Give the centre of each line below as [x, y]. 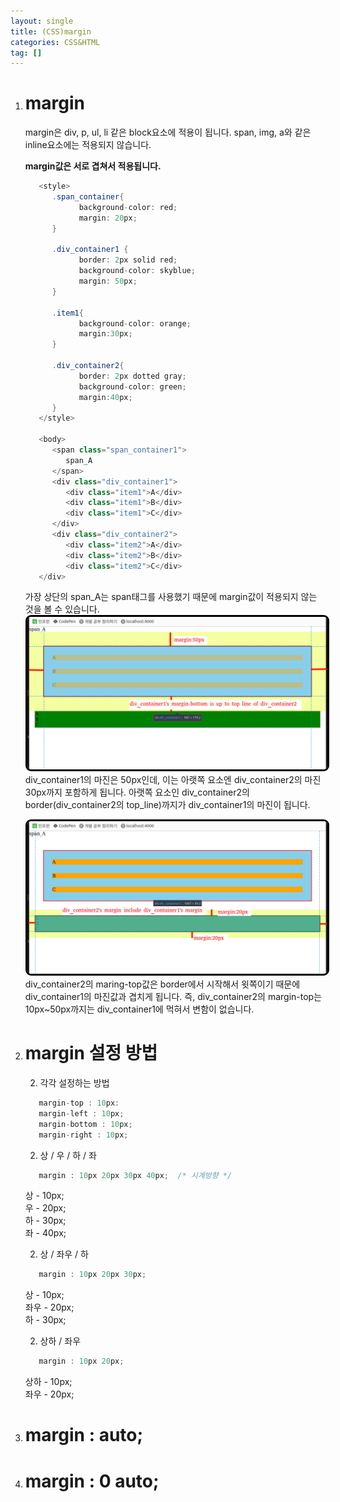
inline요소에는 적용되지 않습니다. [88, 145]
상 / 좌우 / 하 [64, 1254]
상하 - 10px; [48, 1382]
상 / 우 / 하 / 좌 [68, 1155]
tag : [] [26, 53]
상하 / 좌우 [60, 1341]
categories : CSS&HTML [55, 42]
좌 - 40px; [45, 1233]
